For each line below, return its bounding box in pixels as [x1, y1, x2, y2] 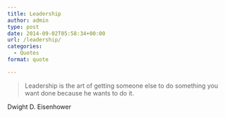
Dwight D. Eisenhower [7, 103, 72, 111]
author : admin [7, 17, 49, 24]
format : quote [7, 56, 49, 63]
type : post [7, 23, 39, 30]
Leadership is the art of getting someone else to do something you [24, 81, 219, 90]
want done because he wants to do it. [24, 88, 135, 97]
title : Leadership [7, 10, 61, 18]
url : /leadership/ [7, 37, 61, 44]
